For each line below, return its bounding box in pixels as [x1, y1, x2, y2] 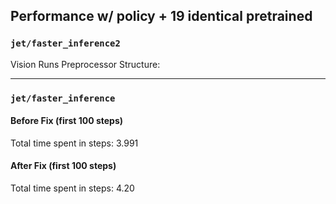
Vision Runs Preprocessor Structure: [10, 58, 161, 70]
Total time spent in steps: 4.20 [10, 182, 135, 194]
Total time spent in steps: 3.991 [10, 137, 139, 149]
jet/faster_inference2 [10, 38, 121, 49]
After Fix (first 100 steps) [10, 160, 117, 172]
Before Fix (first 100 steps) [10, 115, 124, 127]
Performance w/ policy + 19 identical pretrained [10, 8, 313, 25]
